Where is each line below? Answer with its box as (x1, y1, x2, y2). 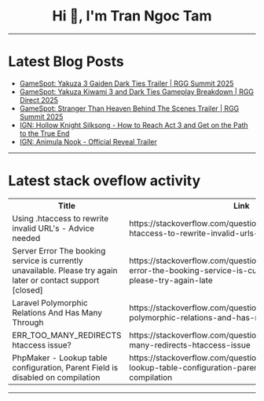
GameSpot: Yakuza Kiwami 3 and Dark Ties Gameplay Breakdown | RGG (19, 86, 254, 97)
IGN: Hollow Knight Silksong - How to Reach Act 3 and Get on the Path (19, 120, 249, 129)
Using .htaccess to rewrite (12, 213, 108, 224)
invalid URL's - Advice (12, 223, 95, 234)
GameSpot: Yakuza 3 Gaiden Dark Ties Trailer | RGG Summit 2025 (19, 78, 234, 88)
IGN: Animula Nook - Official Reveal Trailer (19, 137, 157, 146)
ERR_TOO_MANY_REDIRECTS (12, 330, 122, 341)
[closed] (12, 284, 43, 295)
